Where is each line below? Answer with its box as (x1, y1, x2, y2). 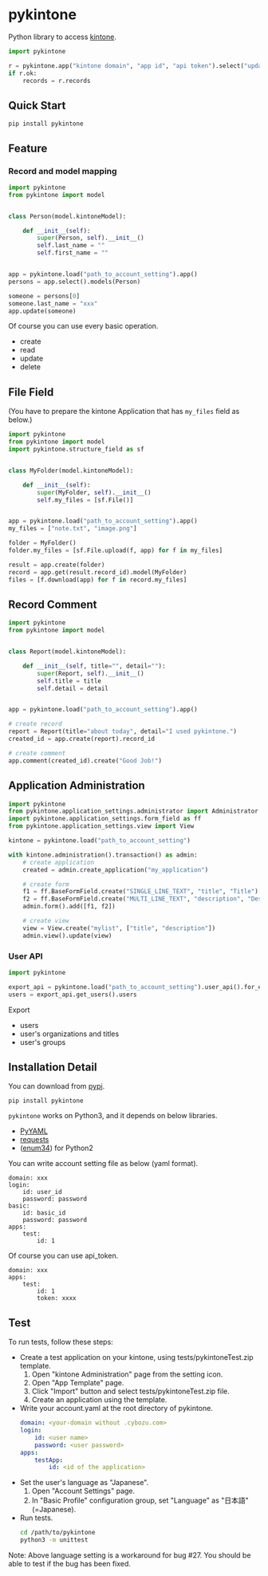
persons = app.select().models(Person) (8, 278, 141, 286)
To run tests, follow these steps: (8, 1338, 113, 1347)
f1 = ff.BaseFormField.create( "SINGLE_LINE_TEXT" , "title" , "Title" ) (22, 888, 259, 896)
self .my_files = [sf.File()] (37, 496, 134, 504)
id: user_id (22, 1188, 62, 1196)
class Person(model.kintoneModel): (8, 212, 127, 220)
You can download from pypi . (8, 1082, 105, 1091)
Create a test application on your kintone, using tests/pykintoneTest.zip (19, 1353, 254, 1362)
